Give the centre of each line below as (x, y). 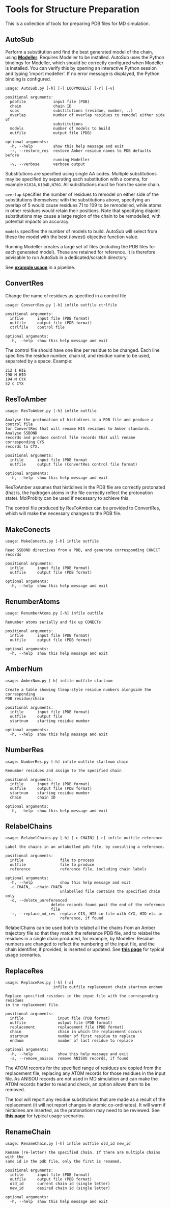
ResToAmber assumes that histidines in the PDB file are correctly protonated (85, 487)
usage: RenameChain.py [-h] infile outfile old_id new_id (68, 1144)
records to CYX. (22, 447)
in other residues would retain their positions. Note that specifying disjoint (83, 211)
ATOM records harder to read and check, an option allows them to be (78, 1084)
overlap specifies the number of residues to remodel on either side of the (82, 194)
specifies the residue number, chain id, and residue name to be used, (78, 355)
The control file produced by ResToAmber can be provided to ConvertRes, (83, 508)
